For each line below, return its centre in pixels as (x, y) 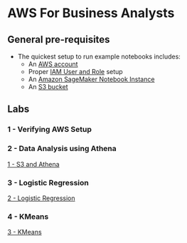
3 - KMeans (25, 232)
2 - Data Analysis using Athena (62, 149)
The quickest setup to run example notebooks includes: (99, 56)
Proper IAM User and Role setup (75, 72)
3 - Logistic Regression (48, 182)
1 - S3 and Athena (33, 164)
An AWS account (53, 64)
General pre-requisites (59, 40)
